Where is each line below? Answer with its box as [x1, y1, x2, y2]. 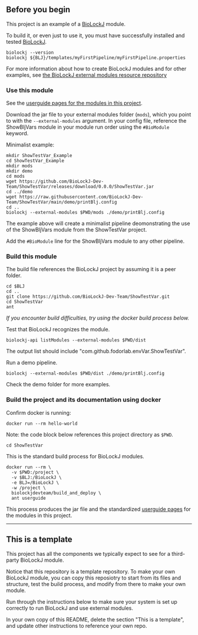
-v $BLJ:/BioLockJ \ [11, 474, 62, 480]
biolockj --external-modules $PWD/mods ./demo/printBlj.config [6, 210, 165, 216]
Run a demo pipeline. [6, 359, 58, 366]
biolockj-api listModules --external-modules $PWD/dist [6, 337, 146, 343]
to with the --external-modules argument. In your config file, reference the [6, 118, 187, 125]
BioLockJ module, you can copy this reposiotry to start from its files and [6, 574, 181, 581]
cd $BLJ [6, 284, 25, 289]
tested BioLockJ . [6, 38, 47, 45]
